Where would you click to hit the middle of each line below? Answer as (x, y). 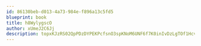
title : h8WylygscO (29, 23)
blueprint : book (26, 17)
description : (22, 34)
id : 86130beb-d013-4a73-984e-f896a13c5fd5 (60, 12)
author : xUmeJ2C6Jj (31, 28)
